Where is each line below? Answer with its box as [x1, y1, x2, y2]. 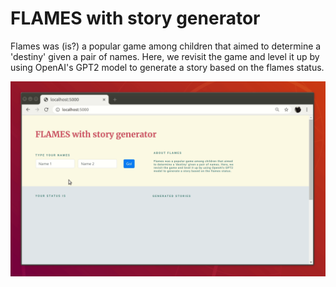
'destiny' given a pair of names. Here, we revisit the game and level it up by [10, 50, 320, 62]
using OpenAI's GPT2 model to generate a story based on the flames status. [10, 61, 325, 73]
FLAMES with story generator [10, 7, 261, 30]
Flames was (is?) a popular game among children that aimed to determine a [10, 40, 322, 52]
